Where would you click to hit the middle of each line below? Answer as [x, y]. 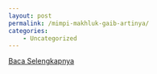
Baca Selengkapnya [41, 61]
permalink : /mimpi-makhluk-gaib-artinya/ [79, 23]
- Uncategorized [50, 38]
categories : [28, 31]
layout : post [30, 16]
